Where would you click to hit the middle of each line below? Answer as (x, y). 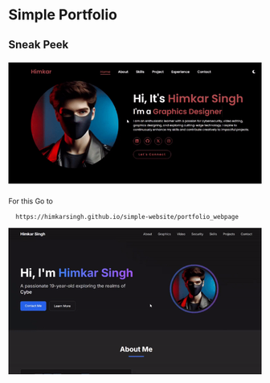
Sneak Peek (39, 45)
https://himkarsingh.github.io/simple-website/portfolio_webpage (127, 216)
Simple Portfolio (63, 15)
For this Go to (31, 201)
